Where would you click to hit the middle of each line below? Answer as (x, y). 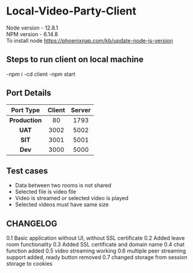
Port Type (26, 110)
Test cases (27, 171)
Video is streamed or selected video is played (71, 198)
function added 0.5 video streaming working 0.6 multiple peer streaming (96, 251)
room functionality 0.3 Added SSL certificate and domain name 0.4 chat (96, 245)
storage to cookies (30, 264)
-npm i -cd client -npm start (41, 74)
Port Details (29, 93)
